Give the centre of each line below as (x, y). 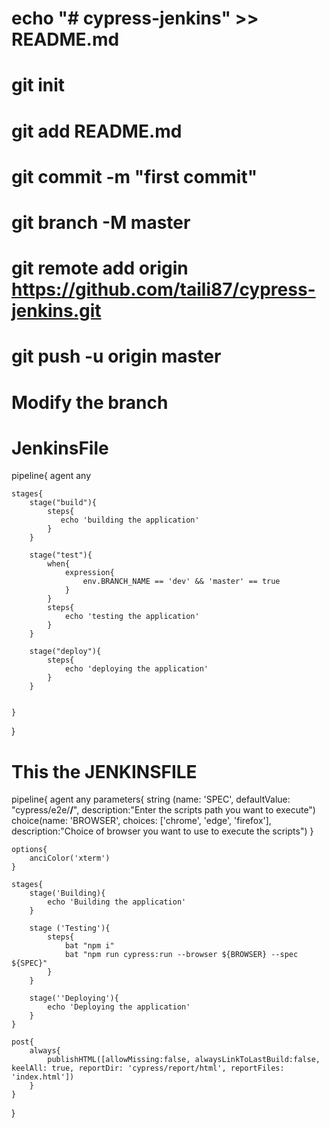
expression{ (89, 573)
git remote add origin (100, 268)
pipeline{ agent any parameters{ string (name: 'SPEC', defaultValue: (151, 799)
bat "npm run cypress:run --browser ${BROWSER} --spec (181, 955)
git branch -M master (101, 222)
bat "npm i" (89, 946)
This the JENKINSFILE (104, 771)
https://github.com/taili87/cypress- (163, 289)
